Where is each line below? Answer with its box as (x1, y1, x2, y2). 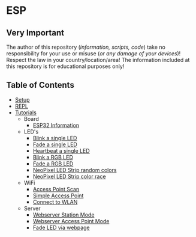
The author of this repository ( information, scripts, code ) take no (6, 43, 166, 51)
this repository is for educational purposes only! (6, 63, 125, 70)
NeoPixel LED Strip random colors (32, 166, 117, 173)
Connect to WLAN (32, 198, 78, 205)
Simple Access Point (32, 192, 84, 199)
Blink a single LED (32, 134, 77, 141)
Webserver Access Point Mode (32, 217, 110, 224)
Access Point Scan (32, 185, 80, 192)
